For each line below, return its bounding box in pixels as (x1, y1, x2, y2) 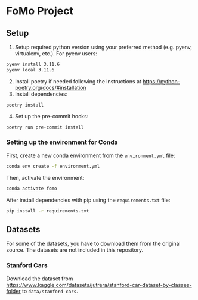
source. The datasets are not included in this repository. (6, 246, 144, 254)
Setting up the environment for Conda (6, 138, 118, 146)
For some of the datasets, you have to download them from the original (6, 240, 181, 248)
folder (6, 287, 21, 295)
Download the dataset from (6, 275, 73, 282)
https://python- (143, 77, 180, 85)
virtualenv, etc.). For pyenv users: (14, 50, 97, 57)
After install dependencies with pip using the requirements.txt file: (6, 196, 171, 204)
